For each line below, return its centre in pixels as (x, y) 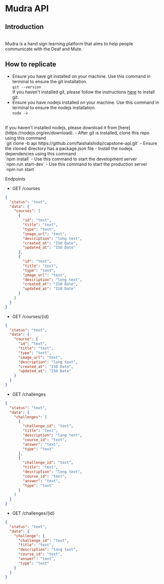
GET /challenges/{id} (33, 513)
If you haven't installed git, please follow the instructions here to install (83, 92)
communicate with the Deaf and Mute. (44, 49)
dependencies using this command (41, 153)
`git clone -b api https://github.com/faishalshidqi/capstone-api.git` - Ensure (81, 143)
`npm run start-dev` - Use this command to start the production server (76, 164)
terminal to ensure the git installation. (50, 81)
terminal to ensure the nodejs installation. (54, 107)
